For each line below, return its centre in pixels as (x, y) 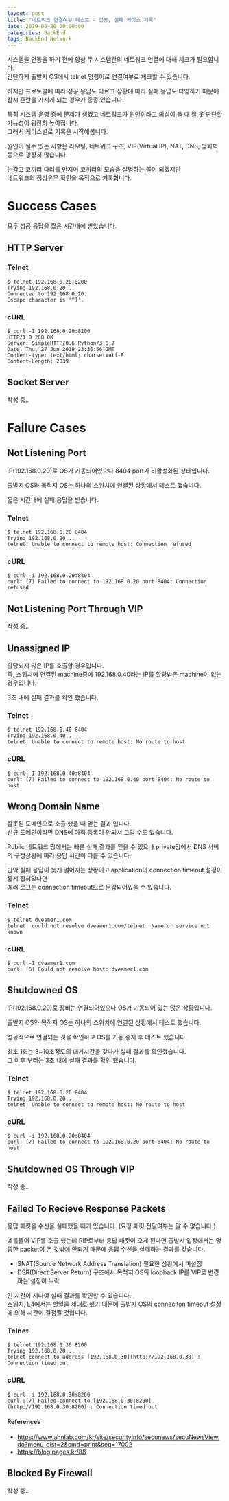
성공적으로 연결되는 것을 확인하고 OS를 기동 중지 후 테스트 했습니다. (97, 1037)
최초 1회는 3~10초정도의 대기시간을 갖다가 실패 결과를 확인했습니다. (97, 1051)
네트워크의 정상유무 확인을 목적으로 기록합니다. (70, 178)
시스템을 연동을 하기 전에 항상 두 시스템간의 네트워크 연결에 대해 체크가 (101, 60)
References (24, 1422)
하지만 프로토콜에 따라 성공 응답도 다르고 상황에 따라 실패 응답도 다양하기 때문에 (113, 91)
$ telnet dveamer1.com (39, 920)
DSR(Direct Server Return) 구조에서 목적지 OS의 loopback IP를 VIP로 (112, 1272)
